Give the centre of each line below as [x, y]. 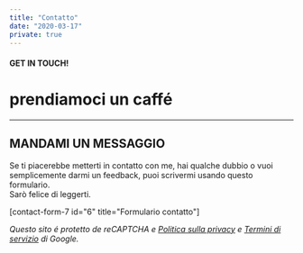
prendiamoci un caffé [91, 99]
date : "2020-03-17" [46, 26]
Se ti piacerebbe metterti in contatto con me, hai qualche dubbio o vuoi [141, 165]
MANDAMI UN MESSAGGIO [87, 144]
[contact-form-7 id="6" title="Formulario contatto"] [105, 212]
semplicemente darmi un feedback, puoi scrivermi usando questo [132, 175]
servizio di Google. [44, 239]
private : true [36, 34]
